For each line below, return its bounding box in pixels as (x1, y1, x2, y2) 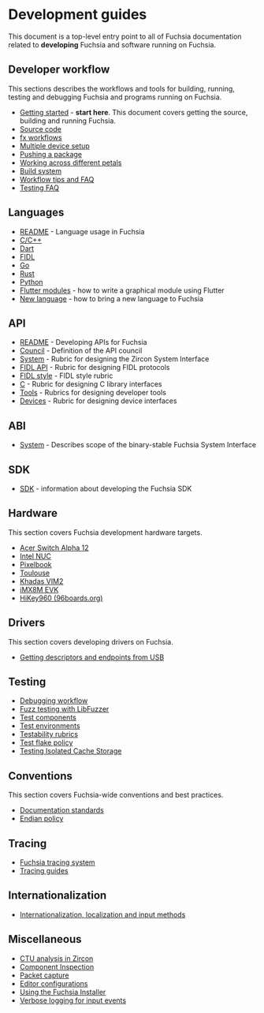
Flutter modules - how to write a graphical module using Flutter (19, 286, 225, 295)
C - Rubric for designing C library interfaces (19, 379, 162, 389)
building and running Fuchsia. (19, 116, 117, 125)
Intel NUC (19, 551, 51, 561)
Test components (19, 712, 76, 723)
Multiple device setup (19, 140, 91, 151)
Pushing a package (19, 149, 83, 159)
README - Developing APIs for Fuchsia (19, 338, 147, 347)
